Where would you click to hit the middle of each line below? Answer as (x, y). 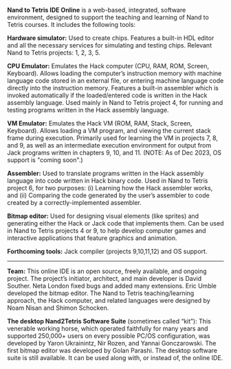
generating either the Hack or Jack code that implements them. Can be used (115, 223)
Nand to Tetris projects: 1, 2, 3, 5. (54, 52)
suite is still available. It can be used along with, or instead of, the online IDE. (115, 358)
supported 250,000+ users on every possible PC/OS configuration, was (109, 336)
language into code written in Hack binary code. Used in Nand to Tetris (108, 181)
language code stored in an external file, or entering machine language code (115, 81)
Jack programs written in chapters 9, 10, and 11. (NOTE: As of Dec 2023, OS (114, 152)
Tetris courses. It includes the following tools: (71, 24)
